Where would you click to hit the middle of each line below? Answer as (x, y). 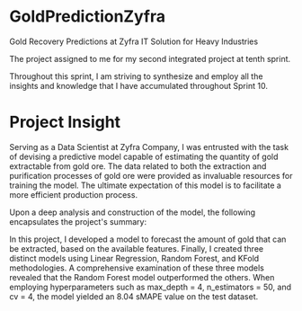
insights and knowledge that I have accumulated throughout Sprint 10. (138, 85)
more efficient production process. (73, 194)
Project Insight (65, 122)
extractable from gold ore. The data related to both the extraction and (138, 166)
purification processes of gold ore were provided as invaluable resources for (151, 175)
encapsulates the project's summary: (78, 221)
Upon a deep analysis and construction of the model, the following (133, 212)
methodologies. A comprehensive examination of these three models (137, 268)
